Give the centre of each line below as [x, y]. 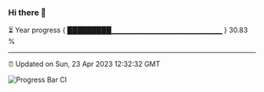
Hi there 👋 [27, 13]
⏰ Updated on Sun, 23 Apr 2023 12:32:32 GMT [84, 64]
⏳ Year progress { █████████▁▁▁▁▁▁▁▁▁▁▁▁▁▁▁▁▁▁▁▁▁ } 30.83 [128, 30]
